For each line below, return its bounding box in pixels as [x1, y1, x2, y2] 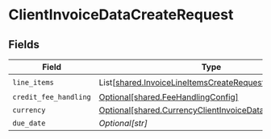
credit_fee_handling [12, 92, 91, 101]
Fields [8, 38, 40, 51]
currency [12, 106, 46, 114]
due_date [12, 119, 46, 128]
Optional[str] [98, 118, 148, 129]
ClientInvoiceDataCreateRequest [8, 6, 234, 24]
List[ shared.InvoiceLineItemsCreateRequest [98, 76, 265, 88]
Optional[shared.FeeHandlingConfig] [98, 92, 240, 102]
